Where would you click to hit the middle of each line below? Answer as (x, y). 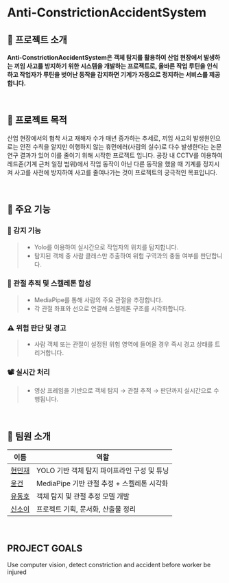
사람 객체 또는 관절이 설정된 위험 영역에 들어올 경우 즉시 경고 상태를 (124, 344)
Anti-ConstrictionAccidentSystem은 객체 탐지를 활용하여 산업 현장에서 (105, 57)
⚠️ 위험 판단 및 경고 (37, 328)
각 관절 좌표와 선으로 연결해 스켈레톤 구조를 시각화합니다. (110, 308)
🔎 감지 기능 (24, 231)
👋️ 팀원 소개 (29, 436)
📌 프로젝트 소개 (37, 39)
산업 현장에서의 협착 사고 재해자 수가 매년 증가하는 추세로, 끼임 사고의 (99, 138)
